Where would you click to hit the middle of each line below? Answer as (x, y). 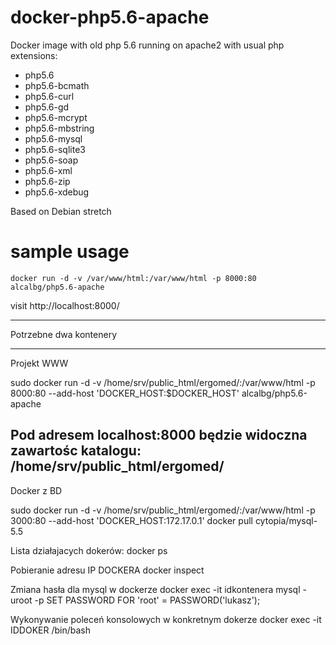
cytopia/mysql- (286, 520)
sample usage (70, 252)
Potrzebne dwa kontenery (64, 334)
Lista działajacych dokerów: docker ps (89, 550)
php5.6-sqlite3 (55, 149)
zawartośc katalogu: (76, 451)
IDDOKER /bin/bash (51, 630)
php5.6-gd (47, 107)
